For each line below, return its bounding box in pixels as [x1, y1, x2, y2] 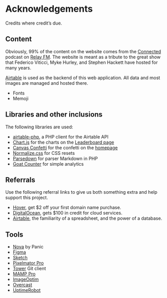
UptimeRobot [12, 287, 41, 293]
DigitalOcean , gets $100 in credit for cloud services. [12, 210, 123, 216]
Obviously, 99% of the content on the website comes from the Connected [5, 48, 161, 54]
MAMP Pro [12, 271, 36, 277]
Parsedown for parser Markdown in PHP [12, 155, 98, 162]
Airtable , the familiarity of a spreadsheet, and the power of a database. [12, 215, 162, 221]
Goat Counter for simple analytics [12, 161, 84, 167]
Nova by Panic [12, 244, 44, 250]
